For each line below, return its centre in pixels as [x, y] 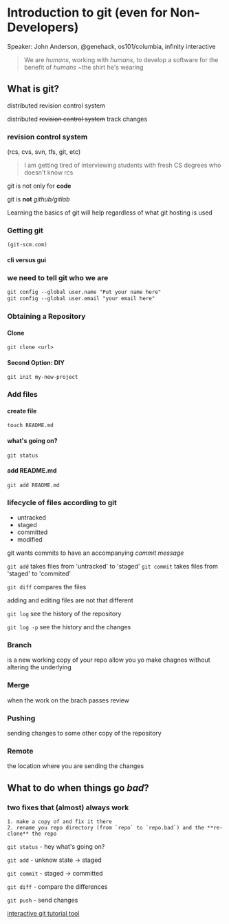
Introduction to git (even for [87, 13]
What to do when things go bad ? [78, 788]
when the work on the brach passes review [68, 700]
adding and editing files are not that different [70, 600]
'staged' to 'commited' [39, 573]
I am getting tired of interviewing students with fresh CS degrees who [122, 165]
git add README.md [33, 485]
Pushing [21, 718]
